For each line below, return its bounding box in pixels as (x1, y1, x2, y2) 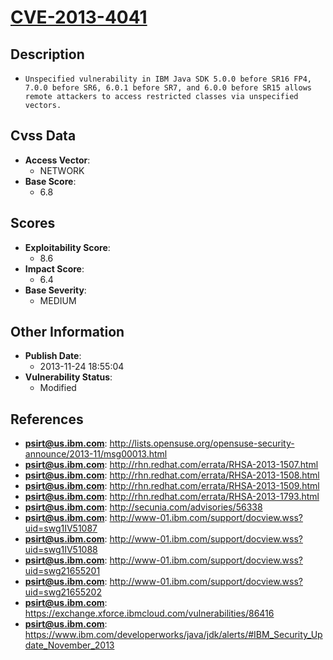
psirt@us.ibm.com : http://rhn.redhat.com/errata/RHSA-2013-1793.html (24, 491, 320, 503)
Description (10, 46, 85, 63)
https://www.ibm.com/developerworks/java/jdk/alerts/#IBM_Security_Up (24, 629, 323, 641)
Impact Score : (24, 262, 85, 275)
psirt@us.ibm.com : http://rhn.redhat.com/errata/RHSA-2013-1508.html (24, 469, 320, 481)
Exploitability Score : (24, 241, 111, 253)
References (10, 411, 84, 428)
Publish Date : (24, 350, 82, 362)
